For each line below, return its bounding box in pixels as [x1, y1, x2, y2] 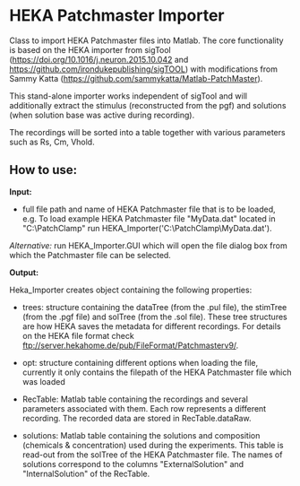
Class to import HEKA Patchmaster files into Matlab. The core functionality [9, 35, 284, 46]
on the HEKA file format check [21, 330, 134, 341]
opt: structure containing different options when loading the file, [21, 357, 259, 368]
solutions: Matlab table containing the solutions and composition [21, 430, 261, 440]
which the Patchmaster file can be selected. [9, 249, 172, 260]
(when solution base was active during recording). [9, 109, 195, 120]
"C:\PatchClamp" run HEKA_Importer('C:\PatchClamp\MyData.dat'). [21, 222, 272, 233]
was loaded [21, 376, 65, 386]
